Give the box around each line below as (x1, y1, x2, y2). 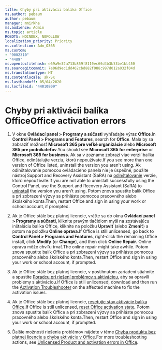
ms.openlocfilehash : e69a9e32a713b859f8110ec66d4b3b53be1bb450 (5, 61, 135, 66)
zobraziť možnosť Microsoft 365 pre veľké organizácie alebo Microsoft (12, 141, 156, 147)
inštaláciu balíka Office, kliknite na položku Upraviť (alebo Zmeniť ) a (12, 223, 148, 229)
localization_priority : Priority (5, 39, 73, 44)
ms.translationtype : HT (5, 70, 53, 75)
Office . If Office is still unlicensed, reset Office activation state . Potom (12, 304, 150, 310)
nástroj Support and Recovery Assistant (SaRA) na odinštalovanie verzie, (12, 173, 157, 178)
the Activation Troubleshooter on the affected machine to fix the (12, 284, 140, 290)
